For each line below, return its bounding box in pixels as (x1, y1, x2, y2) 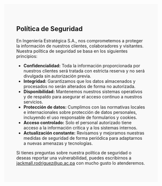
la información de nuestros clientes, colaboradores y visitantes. (16, 43, 144, 49)
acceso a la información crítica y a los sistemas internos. (23, 125, 138, 130)
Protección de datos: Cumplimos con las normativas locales (23, 104, 145, 110)
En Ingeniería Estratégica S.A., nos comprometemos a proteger (16, 37, 143, 43)
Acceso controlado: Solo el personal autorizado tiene (23, 119, 132, 125)
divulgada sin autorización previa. (23, 73, 92, 79)
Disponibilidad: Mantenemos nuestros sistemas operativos (23, 89, 143, 94)
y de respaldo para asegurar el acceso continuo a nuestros (23, 93, 142, 99)
